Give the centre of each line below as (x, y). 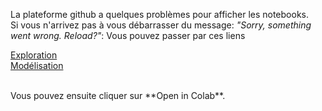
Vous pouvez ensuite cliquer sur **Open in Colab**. (118, 95)
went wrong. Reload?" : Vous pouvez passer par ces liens (128, 35)
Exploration (34, 55)
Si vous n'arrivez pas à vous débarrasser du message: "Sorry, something (161, 25)
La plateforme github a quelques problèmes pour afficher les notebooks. (159, 14)
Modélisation (37, 65)
